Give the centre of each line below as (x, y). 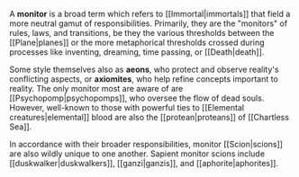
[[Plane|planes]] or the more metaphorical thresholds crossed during (137, 42)
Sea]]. (21, 127)
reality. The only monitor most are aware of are (96, 88)
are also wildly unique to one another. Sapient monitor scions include (137, 154)
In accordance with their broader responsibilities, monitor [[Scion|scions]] (146, 144)
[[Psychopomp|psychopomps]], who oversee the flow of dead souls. (137, 98)
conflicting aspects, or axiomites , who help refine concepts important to (144, 79)
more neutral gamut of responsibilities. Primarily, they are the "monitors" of (149, 23)
